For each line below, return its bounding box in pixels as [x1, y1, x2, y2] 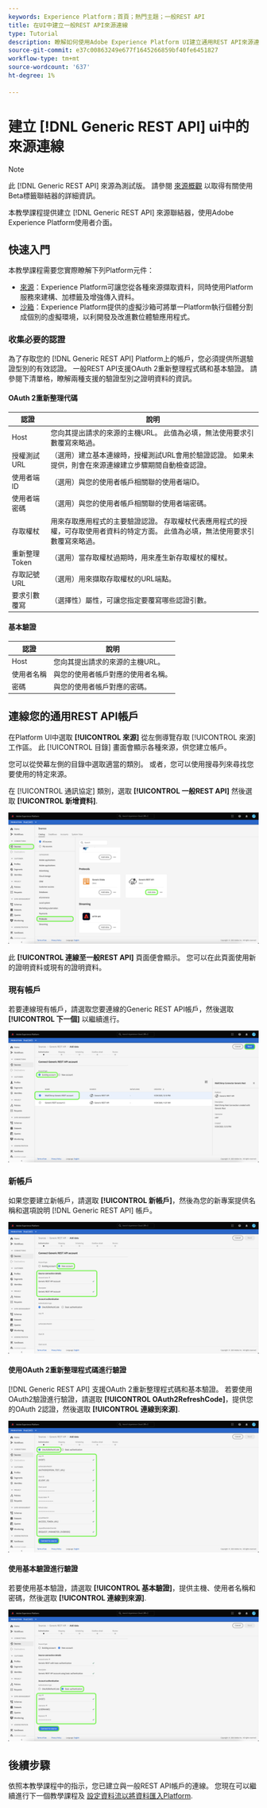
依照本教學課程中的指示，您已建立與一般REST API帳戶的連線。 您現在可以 [8, 1781, 250, 1791]
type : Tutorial [8, 29, 59, 37]
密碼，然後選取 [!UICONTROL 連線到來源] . [8, 1593, 147, 1602]
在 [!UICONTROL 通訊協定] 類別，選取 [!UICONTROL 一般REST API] [8, 786, 230, 795]
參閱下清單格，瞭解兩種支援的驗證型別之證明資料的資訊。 [8, 374, 196, 383]
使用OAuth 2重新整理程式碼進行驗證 [8, 1365, 127, 1375]
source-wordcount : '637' [8, 64, 91, 72]
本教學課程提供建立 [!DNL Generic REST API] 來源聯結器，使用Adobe [8, 208, 234, 217]
